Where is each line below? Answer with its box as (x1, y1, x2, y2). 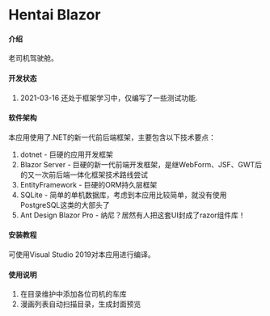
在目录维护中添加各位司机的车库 (19, 289, 127, 299)
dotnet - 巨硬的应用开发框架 (19, 150, 113, 159)
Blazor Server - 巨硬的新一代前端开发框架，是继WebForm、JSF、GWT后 (19, 159, 263, 169)
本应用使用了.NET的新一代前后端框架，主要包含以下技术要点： (8, 132, 217, 142)
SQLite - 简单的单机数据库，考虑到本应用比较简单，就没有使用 (19, 190, 227, 200)
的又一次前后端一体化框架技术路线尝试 (19, 170, 148, 179)
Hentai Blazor (8, 6, 101, 24)
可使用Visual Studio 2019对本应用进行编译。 (8, 250, 155, 259)
